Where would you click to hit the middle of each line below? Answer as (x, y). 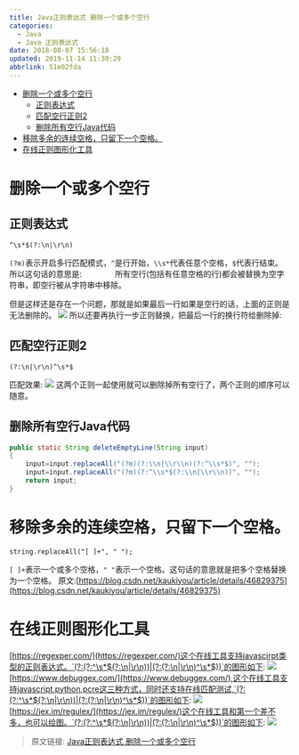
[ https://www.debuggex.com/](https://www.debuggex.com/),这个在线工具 (145, 678)
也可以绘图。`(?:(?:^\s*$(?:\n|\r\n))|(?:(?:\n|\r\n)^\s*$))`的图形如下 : (145, 722)
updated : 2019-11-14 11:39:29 (65, 59)
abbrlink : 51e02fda (45, 68)
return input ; (51, 481)
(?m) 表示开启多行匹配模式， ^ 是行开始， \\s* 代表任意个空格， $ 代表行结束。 (146, 263)
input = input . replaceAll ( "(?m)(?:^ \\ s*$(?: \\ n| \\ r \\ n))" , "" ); (143, 473)
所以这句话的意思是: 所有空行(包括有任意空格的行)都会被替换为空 (143, 273)
